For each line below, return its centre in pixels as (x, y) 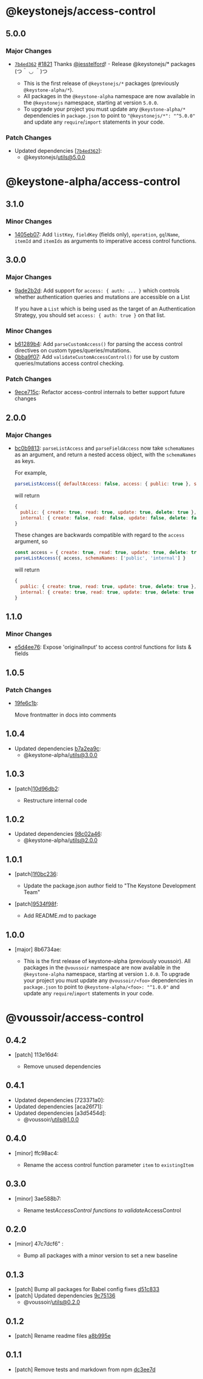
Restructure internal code (55, 800)
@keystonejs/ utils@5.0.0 (54, 157)
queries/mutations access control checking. (69, 363)
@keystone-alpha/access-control (93, 182)
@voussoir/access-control (75, 1018)
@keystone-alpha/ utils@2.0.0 (61, 840)
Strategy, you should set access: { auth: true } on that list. (90, 315)
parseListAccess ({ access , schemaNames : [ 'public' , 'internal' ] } (100, 558)
